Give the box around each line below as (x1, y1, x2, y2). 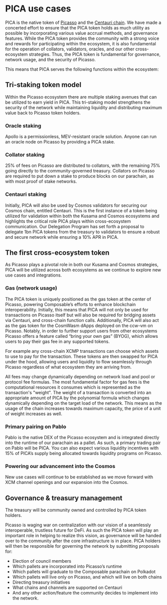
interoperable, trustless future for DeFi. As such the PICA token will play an (5, 527, 159, 533)
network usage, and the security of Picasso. (5, 56, 96, 62)
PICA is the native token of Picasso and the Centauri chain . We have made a (5, 19, 162, 25)
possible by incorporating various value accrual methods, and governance (5, 30, 158, 36)
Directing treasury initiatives (12, 579, 70, 586)
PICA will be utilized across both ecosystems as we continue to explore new (5, 267, 162, 273)
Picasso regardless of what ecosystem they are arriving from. (5, 364, 132, 370)
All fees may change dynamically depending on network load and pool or (5, 373, 156, 379)
